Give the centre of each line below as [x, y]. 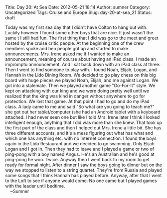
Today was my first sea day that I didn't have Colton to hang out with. [77, 27]
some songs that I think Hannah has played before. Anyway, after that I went [83, 175]
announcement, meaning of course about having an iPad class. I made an [81, 59]
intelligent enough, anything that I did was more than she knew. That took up [84, 122]
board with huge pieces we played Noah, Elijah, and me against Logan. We [82, 80]
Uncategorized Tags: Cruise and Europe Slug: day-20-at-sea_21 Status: [79, 12]
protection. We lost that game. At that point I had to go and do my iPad [77, 101]
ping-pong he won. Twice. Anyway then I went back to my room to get [77, 159]
